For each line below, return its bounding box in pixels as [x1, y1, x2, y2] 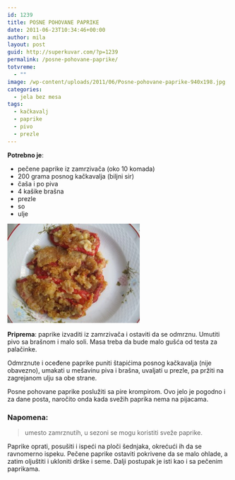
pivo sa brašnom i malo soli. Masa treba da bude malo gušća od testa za [7, 337, 217, 346]
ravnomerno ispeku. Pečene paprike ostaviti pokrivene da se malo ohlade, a [7, 449, 228, 458]
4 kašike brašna [17, 187, 64, 196]
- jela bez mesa [13, 93, 61, 100]
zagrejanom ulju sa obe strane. [7, 373, 97, 382]
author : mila [7, 34, 46, 41]
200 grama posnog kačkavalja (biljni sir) [17, 172, 134, 180]
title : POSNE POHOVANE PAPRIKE [7, 18, 100, 26]
